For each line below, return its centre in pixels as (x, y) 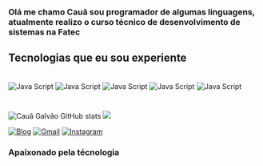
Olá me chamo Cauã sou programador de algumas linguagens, (132, 12)
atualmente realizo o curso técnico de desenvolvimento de (125, 22)
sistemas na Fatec (44, 32)
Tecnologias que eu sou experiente (98, 58)
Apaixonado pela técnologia (64, 152)
